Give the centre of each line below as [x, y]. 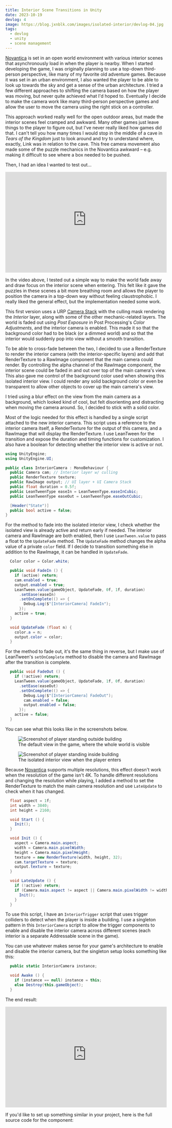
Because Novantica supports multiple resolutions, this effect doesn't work [83, 769]
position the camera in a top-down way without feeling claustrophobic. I [81, 296]
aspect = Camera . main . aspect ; [47, 843]
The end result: [21, 999]
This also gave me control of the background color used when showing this [85, 375]
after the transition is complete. [38, 662]
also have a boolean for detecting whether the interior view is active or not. [84, 444]
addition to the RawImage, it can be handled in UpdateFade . [67, 552]
